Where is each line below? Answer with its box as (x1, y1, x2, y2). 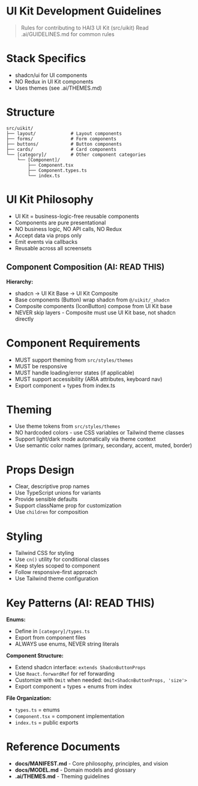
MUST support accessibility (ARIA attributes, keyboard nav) (14, 375, 163, 383)
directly (14, 315, 34, 323)
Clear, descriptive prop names (14, 483, 90, 490)
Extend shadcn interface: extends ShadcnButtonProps (14, 664, 146, 671)
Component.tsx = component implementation (14, 713, 125, 720)
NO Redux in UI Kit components (14, 78, 94, 85)
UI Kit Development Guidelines (6, 4, 162, 18)
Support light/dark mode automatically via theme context (14, 435, 156, 443)
